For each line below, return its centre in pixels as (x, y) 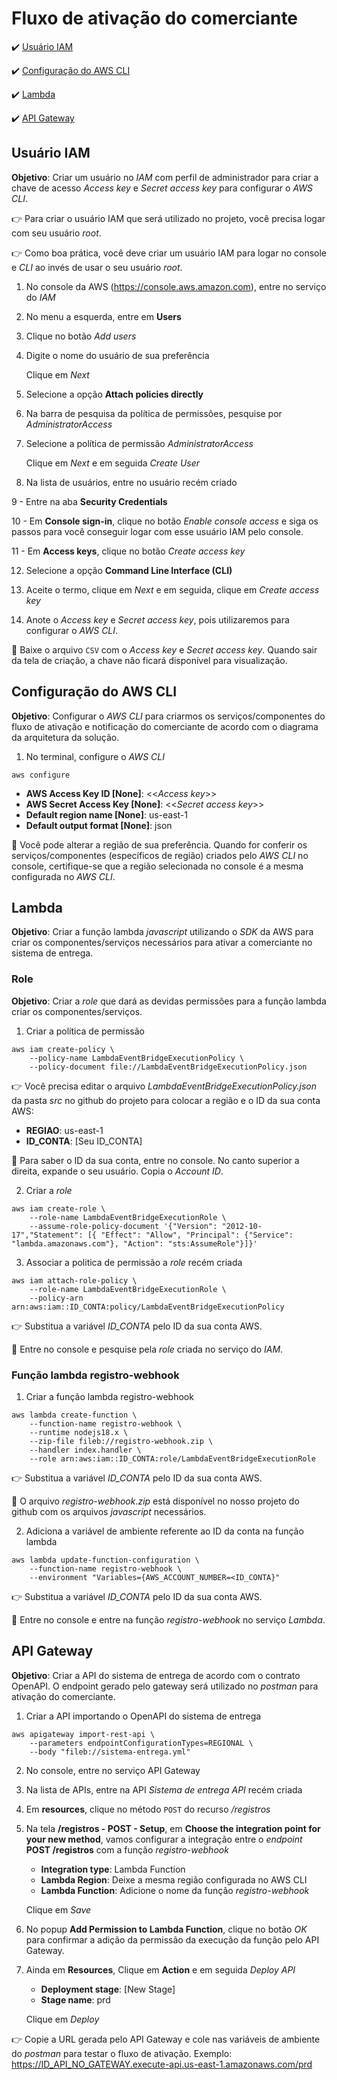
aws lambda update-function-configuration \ (105, 1560)
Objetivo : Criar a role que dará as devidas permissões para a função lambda (169, 1001)
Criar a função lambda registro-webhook (109, 1396)
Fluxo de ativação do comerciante (155, 18)
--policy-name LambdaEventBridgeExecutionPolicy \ (137, 1058)
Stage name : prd (75, 1999)
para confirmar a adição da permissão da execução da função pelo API (172, 1939)
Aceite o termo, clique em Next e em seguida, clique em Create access (172, 589)
